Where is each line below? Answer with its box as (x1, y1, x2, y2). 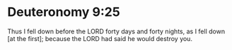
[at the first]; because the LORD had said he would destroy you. (7, 34, 193, 42)
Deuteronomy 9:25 (7, 4, 120, 20)
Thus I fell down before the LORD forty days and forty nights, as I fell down (7, 27, 225, 35)
